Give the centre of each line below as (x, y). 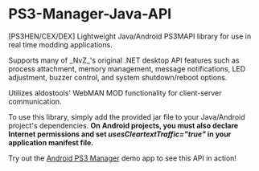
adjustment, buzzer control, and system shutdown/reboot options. (118, 77)
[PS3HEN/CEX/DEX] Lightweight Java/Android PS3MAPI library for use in (130, 36)
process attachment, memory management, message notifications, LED (127, 68)
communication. (35, 101)
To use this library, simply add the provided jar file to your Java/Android (127, 116)
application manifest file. (51, 142)
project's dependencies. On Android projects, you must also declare (123, 125)
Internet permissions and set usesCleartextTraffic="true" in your (120, 134)
